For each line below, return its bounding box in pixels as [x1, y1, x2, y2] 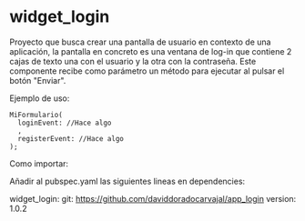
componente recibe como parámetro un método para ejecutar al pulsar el [9, 65, 285, 76]
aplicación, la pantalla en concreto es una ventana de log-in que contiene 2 [9, 45, 292, 56]
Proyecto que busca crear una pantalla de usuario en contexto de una [9, 36, 271, 47]
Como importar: [9, 157, 69, 169]
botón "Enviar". [9, 75, 66, 85]
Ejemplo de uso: [9, 93, 70, 104]
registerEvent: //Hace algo [17, 134, 125, 143]
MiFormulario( [9, 110, 64, 119]
